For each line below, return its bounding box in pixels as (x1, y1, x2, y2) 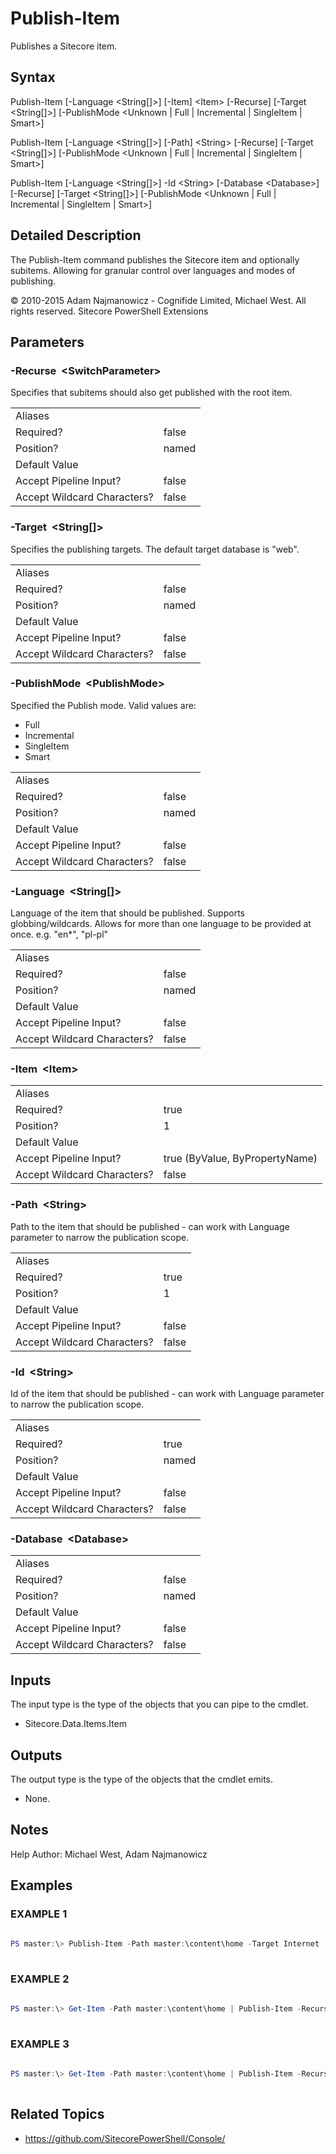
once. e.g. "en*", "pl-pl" (10, 928, 109, 941)
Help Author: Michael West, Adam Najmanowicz (10, 1848, 208, 1860)
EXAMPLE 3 (10, 2037, 70, 2051)
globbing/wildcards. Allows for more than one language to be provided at (10, 918, 312, 930)
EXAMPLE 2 (10, 1972, 70, 1986)
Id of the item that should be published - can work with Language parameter (10, 1388, 325, 1400)
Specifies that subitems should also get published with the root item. (10, 387, 293, 399)
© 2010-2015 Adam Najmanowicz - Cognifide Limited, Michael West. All (10, 294, 307, 306)
